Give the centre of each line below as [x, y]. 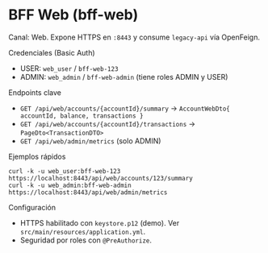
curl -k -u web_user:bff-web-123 [65, 171]
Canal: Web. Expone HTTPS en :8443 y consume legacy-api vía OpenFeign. [134, 37]
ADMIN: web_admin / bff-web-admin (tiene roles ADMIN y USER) [124, 77]
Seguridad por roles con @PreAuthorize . [86, 240]
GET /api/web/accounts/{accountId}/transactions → [108, 123]
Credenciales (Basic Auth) [52, 52]
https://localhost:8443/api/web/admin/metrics [88, 192]
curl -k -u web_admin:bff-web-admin [70, 185]
